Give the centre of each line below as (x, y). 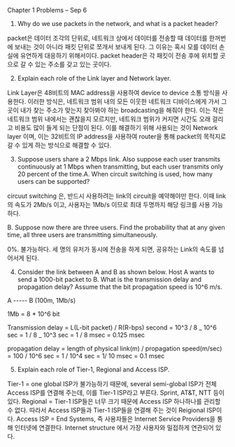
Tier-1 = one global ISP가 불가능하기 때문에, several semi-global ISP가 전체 (112, 384)
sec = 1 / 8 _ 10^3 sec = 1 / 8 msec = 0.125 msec (76, 335)
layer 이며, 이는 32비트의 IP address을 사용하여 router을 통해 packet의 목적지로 (117, 136)
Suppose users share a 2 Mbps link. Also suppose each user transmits (119, 159)
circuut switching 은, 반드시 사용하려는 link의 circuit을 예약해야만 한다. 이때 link (116, 196)
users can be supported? (54, 182)
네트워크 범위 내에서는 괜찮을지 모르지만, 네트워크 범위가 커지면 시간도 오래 (109, 119)
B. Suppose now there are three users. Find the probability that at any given (116, 227)
